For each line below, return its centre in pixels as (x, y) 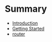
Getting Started (28, 28)
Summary (26, 9)
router (19, 34)
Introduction (25, 23)
